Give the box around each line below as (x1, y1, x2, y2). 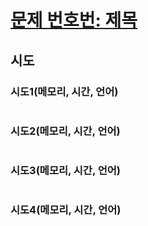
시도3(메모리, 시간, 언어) (10, 164, 122, 178)
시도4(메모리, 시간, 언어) (10, 203, 122, 217)
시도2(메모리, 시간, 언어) (10, 124, 121, 138)
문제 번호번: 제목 (10, 9, 138, 32)
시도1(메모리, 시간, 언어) (10, 84, 119, 98)
